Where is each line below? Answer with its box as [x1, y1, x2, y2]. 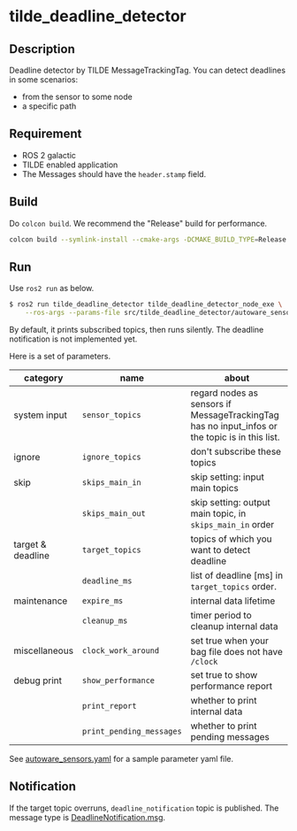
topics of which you [190, 533, 272, 545]
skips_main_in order [190, 519, 275, 531]
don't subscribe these [190, 445, 281, 458]
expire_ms [82, 596, 124, 606]
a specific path [21, 101, 77, 112]
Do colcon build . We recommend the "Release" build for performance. [9, 218, 268, 228]
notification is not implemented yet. [9, 334, 138, 344]
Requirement [9, 127, 82, 142]
